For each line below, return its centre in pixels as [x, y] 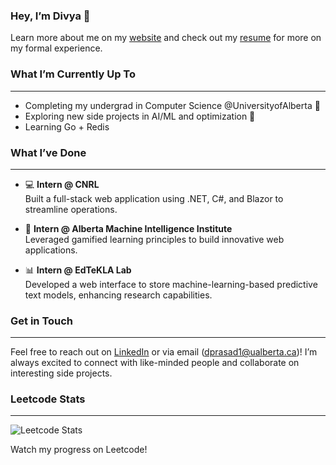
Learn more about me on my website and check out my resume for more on [166, 38]
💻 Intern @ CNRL [62, 184]
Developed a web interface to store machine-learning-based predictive [171, 284]
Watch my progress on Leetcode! [79, 450]
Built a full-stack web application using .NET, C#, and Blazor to [154, 198]
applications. [51, 250]
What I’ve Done [48, 152]
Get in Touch [42, 321]
